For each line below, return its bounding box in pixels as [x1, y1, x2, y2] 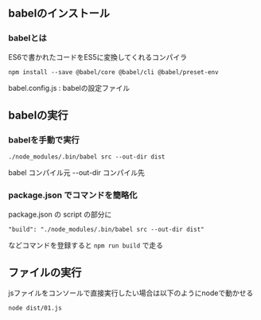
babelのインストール [8, 6, 110, 21]
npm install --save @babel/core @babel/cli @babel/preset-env [8, 68, 219, 76]
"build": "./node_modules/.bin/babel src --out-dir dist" [8, 225, 205, 233]
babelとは [8, 33, 48, 44]
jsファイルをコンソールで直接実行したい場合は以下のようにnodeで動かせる [8, 288, 254, 298]
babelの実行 [8, 109, 69, 123]
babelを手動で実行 [8, 135, 80, 145]
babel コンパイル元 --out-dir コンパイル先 [8, 168, 146, 178]
